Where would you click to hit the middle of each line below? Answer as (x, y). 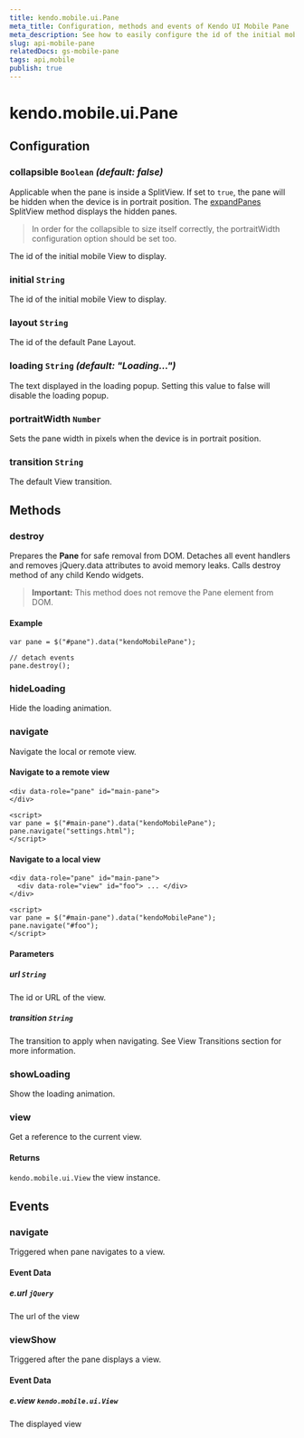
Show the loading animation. (62, 1094)
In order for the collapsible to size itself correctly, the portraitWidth (156, 228)
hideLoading (38, 689)
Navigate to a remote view (60, 772)
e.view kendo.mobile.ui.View (64, 1401)
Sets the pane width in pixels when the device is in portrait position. (135, 438)
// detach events (42, 658)
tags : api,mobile (42, 60)
